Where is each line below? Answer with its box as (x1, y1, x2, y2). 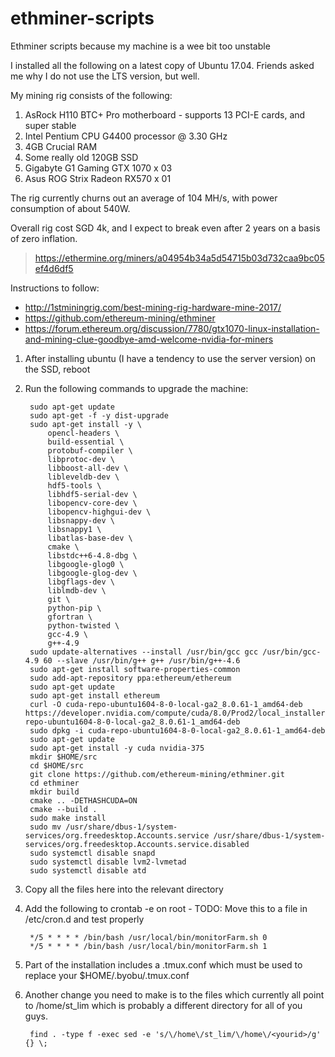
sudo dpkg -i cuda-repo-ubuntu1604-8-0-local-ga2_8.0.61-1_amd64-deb (29, 725, 326, 736)
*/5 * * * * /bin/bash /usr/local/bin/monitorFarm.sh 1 (29, 941, 268, 951)
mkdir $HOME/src (29, 752, 98, 762)
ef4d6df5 (34, 262, 74, 274)
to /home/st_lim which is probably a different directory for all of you (24, 999, 303, 1011)
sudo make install (29, 813, 107, 823)
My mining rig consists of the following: (10, 89, 173, 101)
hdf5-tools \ (47, 480, 102, 491)
